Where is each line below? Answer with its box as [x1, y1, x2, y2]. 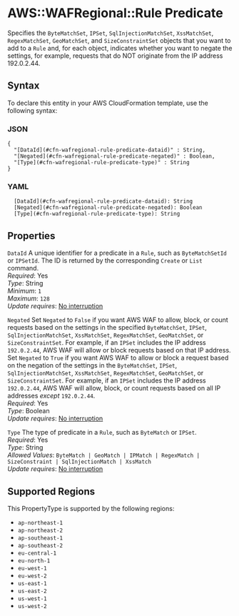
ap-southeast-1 [17, 534, 63, 542]
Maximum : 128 [7, 294, 50, 303]
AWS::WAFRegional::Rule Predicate [7, 5, 223, 21]
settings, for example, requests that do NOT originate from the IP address [7, 51, 223, 60]
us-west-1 [17, 595, 48, 602]
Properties [7, 230, 56, 242]
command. [7, 264, 39, 273]
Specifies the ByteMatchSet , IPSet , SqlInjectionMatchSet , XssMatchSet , [7, 29, 214, 37]
